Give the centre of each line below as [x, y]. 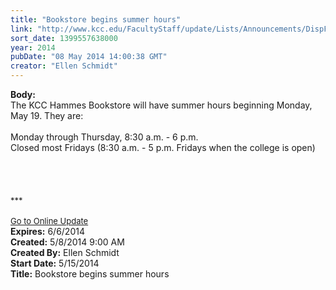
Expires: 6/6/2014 [47, 231]
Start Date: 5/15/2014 [55, 263]
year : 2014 [33, 47]
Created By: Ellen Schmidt [65, 252]
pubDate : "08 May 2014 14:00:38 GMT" [89, 57]
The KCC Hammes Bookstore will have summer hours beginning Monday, [161, 105]
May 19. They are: [47, 115]
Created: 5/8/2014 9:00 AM [67, 242]
